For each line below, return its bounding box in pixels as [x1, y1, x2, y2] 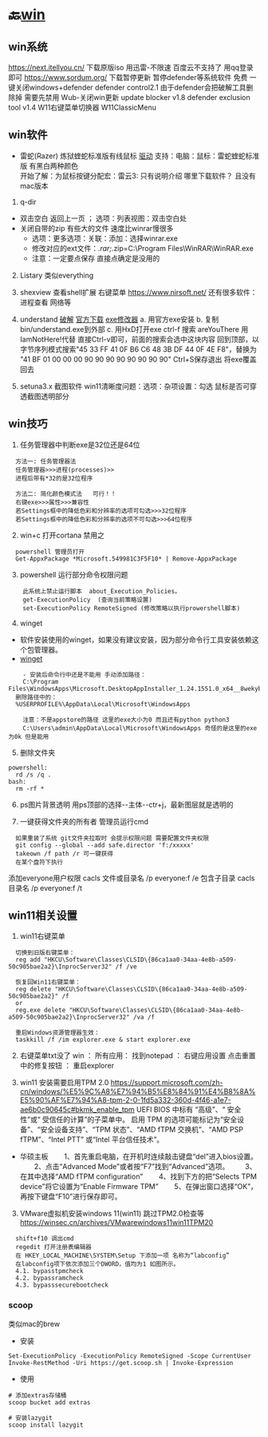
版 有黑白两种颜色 [19, 161, 78, 170]
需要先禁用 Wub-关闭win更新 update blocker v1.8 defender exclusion [23, 93, 250, 102]
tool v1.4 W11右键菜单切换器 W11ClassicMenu [8, 102, 157, 112]
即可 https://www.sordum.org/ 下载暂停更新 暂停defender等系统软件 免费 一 [8, 73, 257, 82]
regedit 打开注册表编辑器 [15, 1243, 92, 1251]
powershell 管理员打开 [15, 548, 85, 556]
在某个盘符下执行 [15, 858, 64, 866]
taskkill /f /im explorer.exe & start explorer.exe [15, 1036, 191, 1044]
